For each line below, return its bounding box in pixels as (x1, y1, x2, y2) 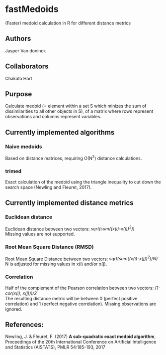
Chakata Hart (5, 75, 32, 81)
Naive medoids (5, 143, 42, 150)
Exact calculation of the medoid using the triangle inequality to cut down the (5, 179, 162, 185)
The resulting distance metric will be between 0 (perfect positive (5, 295, 138, 301)
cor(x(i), (5, 290, 22, 296)
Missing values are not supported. (5, 231, 75, 237)
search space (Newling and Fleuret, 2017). (5, 184, 92, 190)
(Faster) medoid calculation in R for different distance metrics (5, 20, 131, 26)
